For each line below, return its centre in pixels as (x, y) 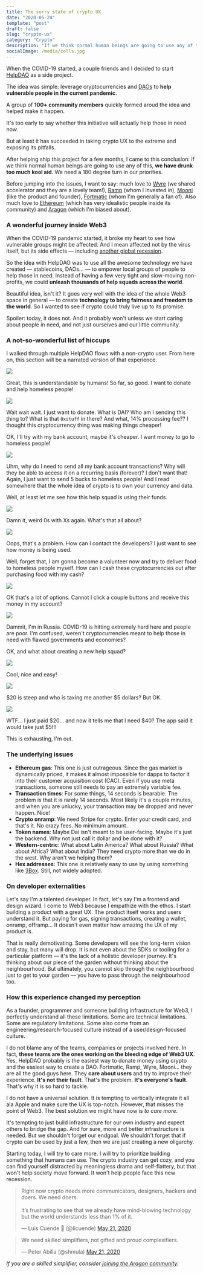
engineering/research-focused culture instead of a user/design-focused (96, 1030)
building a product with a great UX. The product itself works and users (94, 912)
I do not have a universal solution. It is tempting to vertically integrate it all (98, 1098)
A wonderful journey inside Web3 (56, 225)
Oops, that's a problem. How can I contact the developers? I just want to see (101, 543)
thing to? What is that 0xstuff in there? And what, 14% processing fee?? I (97, 419)
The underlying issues (40, 754)
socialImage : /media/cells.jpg (46, 51)
